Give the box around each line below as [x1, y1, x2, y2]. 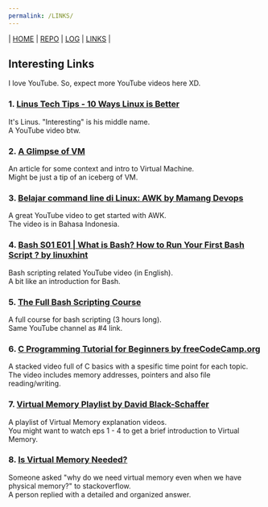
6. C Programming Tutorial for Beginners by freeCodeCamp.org [8, 343, 261, 354]
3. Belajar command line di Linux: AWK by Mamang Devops [8, 192, 244, 204]
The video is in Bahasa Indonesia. [8, 219, 120, 229]
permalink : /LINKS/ [8, 11, 74, 20]
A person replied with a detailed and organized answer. [8, 489, 192, 499]
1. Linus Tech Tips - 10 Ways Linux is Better [8, 98, 179, 109]
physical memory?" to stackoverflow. [8, 480, 131, 491]
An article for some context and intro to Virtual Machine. [8, 164, 195, 174]
